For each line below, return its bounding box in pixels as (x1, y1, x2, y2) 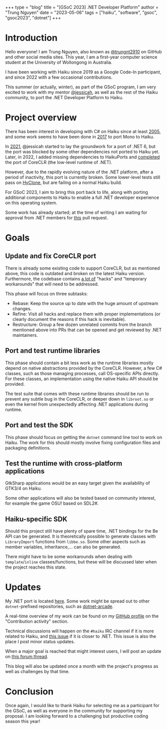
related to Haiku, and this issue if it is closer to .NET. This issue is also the (5, 633, 156, 639)
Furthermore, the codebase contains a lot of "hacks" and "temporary (5, 276, 147, 282)
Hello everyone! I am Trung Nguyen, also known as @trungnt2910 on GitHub (5, 48, 162, 54)
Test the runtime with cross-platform (5, 459, 123, 467)
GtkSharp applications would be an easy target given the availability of (5, 480, 151, 486)
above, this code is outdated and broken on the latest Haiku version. (5, 270, 146, 276)
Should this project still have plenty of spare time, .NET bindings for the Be (5, 528, 159, 534)
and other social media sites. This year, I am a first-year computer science (5, 54, 158, 60)
